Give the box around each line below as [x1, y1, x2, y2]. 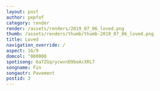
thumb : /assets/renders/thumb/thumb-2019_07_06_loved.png [6, 31, 154, 37]
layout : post [6, 8, 39, 15]
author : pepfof [6, 14, 44, 20]
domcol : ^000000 [6, 53, 47, 59]
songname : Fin [6, 64, 42, 71]
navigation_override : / [6, 43, 66, 48]
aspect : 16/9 [6, 48, 39, 54]
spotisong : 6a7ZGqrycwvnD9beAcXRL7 [6, 59, 95, 65]
